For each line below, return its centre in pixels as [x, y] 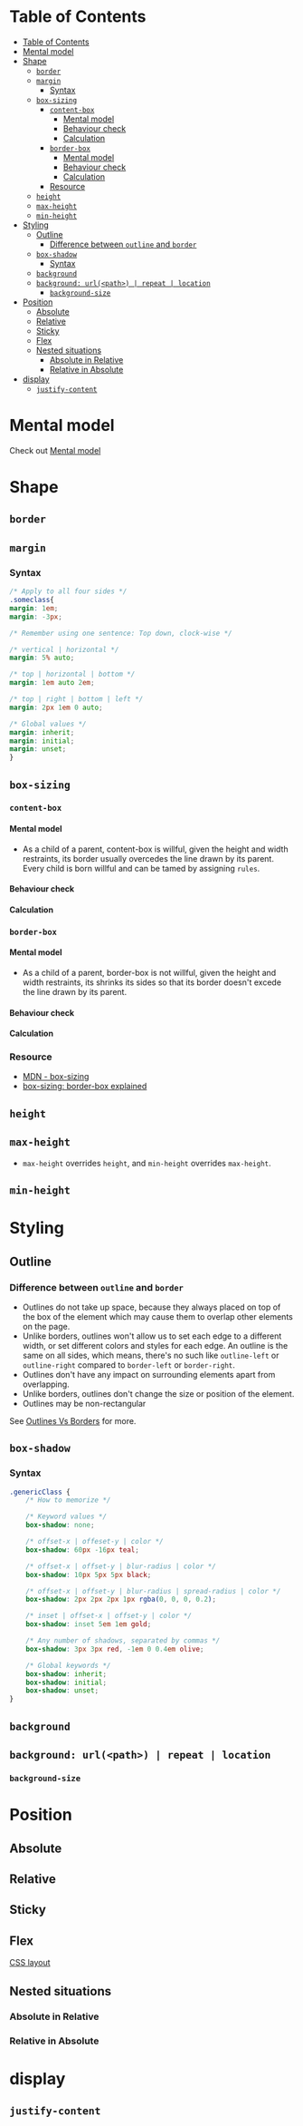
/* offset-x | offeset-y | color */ [95, 1542]
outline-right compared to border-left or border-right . [128, 1365]
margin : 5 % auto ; [42, 658]
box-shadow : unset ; [62, 1691]
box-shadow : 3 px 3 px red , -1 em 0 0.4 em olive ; [115, 1649]
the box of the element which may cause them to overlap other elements [158, 1316]
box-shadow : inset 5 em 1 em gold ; [89, 1624]
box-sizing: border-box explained [85, 1087]
